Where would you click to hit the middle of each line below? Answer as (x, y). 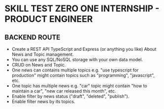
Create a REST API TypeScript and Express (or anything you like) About (84, 49)
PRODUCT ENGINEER (49, 19)
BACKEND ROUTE (33, 37)
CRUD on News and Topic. (39, 65)
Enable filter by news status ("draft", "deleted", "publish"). (70, 96)
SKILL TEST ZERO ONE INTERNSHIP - (82, 9)
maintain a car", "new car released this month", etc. (64, 91)
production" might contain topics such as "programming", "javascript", (83, 75)
